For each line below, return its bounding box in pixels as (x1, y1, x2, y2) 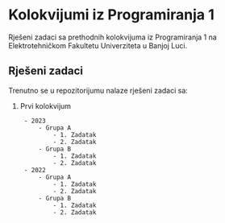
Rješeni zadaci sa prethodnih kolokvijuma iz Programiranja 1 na (8, 32, 218, 42)
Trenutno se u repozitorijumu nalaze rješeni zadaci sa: (8, 85, 188, 95)
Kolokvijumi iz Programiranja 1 (8, 6, 215, 24)
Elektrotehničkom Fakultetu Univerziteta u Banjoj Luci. (8, 40, 188, 50)
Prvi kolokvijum (19, 101, 71, 110)
